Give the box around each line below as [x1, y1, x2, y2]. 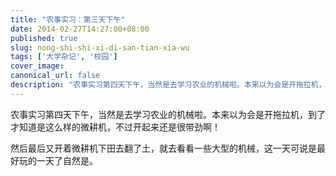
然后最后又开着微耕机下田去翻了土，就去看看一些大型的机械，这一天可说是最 [10, 142, 326, 154]
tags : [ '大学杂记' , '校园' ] [10, 52, 118, 62]
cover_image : [10, 61, 65, 71]
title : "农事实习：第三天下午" [10, 14, 126, 25]
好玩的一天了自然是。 [10, 154, 98, 166]
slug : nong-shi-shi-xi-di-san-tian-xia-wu [10, 42, 190, 53]
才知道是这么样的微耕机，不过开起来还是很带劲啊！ [10, 121, 221, 133]
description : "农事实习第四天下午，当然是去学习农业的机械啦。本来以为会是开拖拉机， [10, 80, 327, 90]
